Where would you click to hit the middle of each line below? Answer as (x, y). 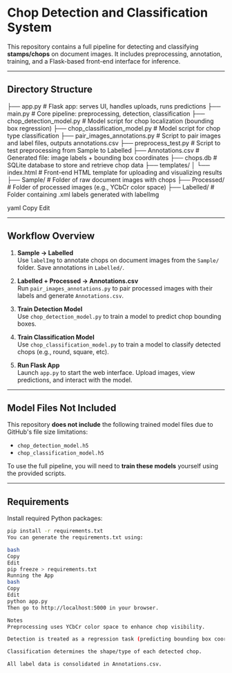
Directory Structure (50, 90)
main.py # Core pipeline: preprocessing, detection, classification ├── (106, 113)
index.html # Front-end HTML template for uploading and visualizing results (115, 172)
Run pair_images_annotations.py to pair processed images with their (115, 288)
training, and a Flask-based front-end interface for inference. (94, 61)
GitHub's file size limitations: (48, 432)
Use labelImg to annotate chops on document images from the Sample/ (118, 260)
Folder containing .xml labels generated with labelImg (83, 194)
